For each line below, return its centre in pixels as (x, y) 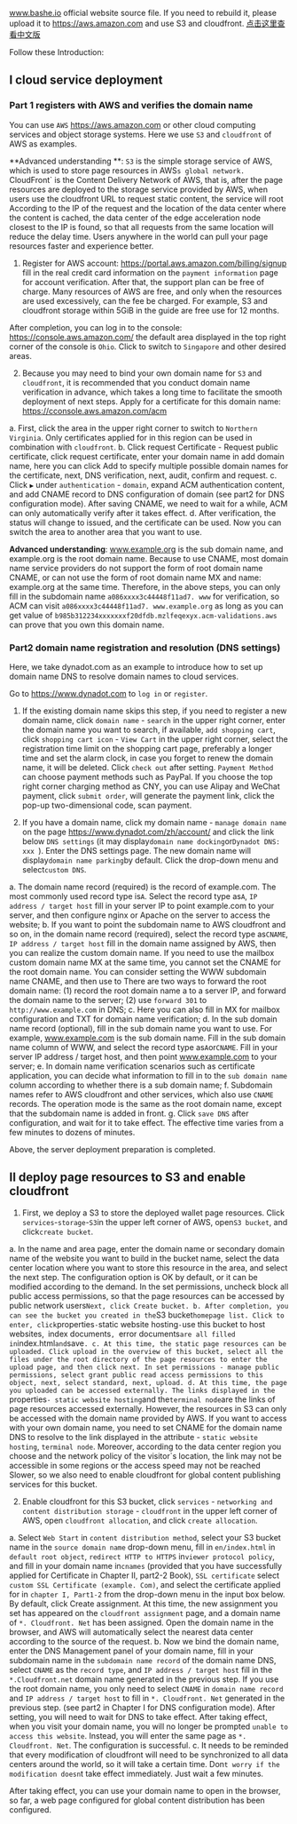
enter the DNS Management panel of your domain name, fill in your (132, 1651)
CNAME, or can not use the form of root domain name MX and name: (135, 577)
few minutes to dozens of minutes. (72, 1132)
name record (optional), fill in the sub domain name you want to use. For (141, 1028)
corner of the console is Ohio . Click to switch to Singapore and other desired (148, 346)
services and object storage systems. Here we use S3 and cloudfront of (141, 134)
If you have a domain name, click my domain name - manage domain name (154, 822)
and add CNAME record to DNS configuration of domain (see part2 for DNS (147, 494)
